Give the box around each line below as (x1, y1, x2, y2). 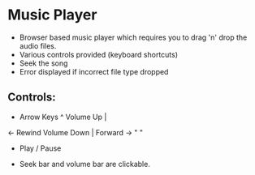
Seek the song (19, 58, 68, 68)
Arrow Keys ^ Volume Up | (19, 112, 107, 122)
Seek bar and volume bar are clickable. (19, 159, 151, 169)
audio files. (19, 41, 57, 50)
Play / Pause (19, 143, 62, 153)
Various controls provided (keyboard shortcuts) (19, 49, 179, 59)
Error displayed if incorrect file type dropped (19, 66, 169, 76)
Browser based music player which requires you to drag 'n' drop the (19, 32, 248, 42)
